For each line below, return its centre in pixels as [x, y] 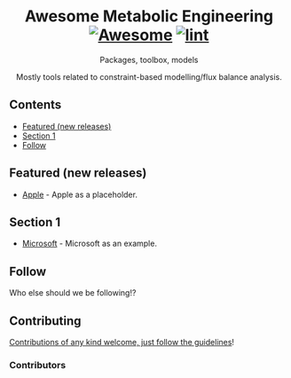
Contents [35, 105]
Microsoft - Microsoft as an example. [90, 244]
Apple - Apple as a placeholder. [79, 194]
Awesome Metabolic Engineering [149, 16]
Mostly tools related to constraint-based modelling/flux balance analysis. [149, 76]
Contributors [38, 365]
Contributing [45, 321]
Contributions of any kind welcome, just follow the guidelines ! [122, 342]
